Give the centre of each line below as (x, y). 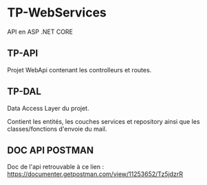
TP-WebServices (57, 13)
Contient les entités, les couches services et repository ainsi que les (104, 121)
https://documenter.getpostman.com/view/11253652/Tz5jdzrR (95, 174)
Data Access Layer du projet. (48, 108)
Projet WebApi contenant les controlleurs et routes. (79, 69)
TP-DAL (24, 92)
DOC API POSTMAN (51, 150)
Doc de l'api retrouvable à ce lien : (56, 167)
